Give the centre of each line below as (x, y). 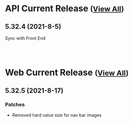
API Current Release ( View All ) (65, 9)
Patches (15, 104)
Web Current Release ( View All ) (67, 72)
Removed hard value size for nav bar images (57, 115)
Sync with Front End (25, 38)
